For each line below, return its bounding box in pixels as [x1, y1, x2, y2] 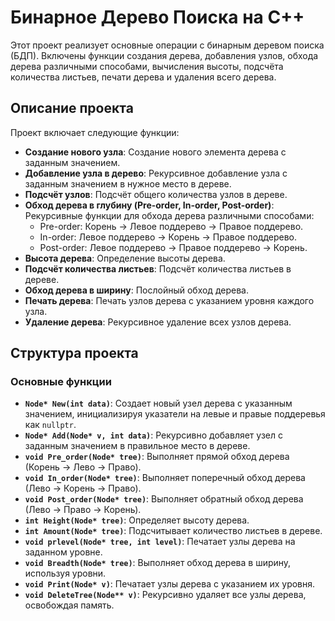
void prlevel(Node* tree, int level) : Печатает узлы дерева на [24, 536, 296, 548]
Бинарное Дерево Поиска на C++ [10, 6, 305, 29]
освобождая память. [24, 599, 115, 611]
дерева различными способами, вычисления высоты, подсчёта [10, 60, 284, 72]
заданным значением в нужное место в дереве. [24, 177, 232, 190]
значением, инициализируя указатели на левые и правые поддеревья [24, 408, 326, 420]
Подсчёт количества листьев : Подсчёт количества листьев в [24, 262, 292, 275]
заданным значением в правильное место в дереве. [24, 440, 251, 452]
